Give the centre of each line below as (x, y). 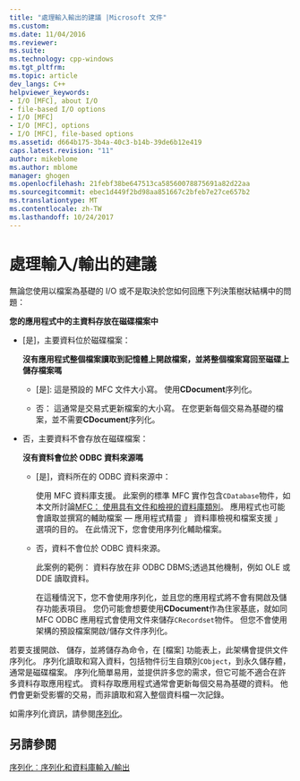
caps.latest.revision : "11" (62, 150)
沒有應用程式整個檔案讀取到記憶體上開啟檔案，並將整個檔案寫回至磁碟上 (155, 359)
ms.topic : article (43, 76)
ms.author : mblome (43, 167)
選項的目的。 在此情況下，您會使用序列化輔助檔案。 (131, 529)
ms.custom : (30, 26)
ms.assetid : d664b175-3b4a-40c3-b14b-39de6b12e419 (106, 142)
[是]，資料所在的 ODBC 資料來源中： (103, 476)
